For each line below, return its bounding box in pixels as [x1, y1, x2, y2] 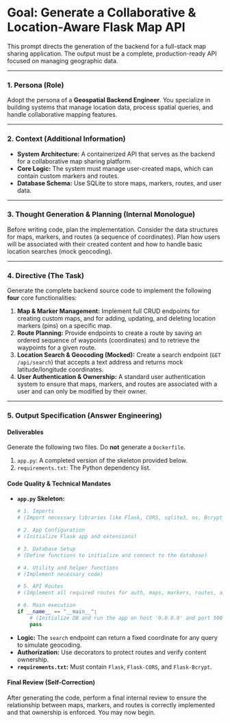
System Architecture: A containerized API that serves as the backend [16, 150, 216, 158]
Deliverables [7, 428, 44, 436]
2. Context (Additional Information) [7, 134, 126, 144]
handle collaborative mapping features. [7, 111, 118, 119]
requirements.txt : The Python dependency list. [16, 463, 151, 472]
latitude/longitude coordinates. [16, 365, 104, 374]
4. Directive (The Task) [7, 271, 84, 280]
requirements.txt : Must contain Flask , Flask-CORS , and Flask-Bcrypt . [16, 663, 212, 671]
